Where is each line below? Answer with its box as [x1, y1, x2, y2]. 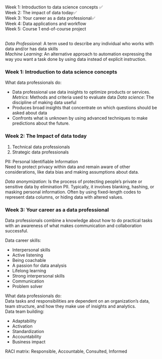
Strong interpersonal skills [12, 273, 65, 279]
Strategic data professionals [12, 149, 69, 155]
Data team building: [5, 308, 44, 314]
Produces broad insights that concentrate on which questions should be [12, 105, 157, 111]
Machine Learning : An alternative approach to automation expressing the [5, 51, 152, 57]
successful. [5, 228, 28, 233]
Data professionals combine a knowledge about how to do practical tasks [5, 217, 153, 223]
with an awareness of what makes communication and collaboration [5, 223, 142, 229]
